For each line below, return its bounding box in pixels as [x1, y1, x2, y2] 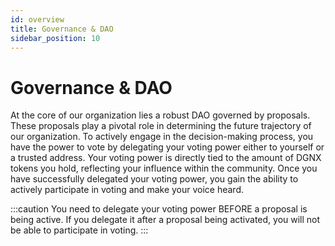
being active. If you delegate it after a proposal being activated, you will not [10, 214, 321, 226]
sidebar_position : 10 [10, 33, 101, 43]
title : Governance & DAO [10, 24, 114, 34]
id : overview [10, 14, 65, 25]
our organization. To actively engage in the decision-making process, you [10, 131, 314, 143]
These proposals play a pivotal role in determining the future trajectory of [10, 120, 312, 132]
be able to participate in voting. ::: [10, 224, 149, 236]
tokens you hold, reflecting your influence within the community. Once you [10, 162, 318, 175]
